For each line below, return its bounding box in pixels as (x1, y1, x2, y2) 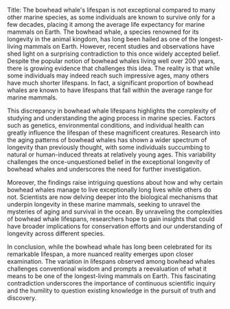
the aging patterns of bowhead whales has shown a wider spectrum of (7, 136, 207, 144)
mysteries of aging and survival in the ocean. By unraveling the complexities (7, 207, 223, 216)
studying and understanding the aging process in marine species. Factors (7, 114, 216, 122)
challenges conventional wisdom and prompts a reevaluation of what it (7, 264, 207, 273)
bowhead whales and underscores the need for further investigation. (7, 165, 202, 173)
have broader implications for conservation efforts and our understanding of (7, 222, 223, 230)
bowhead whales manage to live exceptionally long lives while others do (7, 185, 211, 194)
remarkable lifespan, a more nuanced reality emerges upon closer (7, 250, 194, 258)
